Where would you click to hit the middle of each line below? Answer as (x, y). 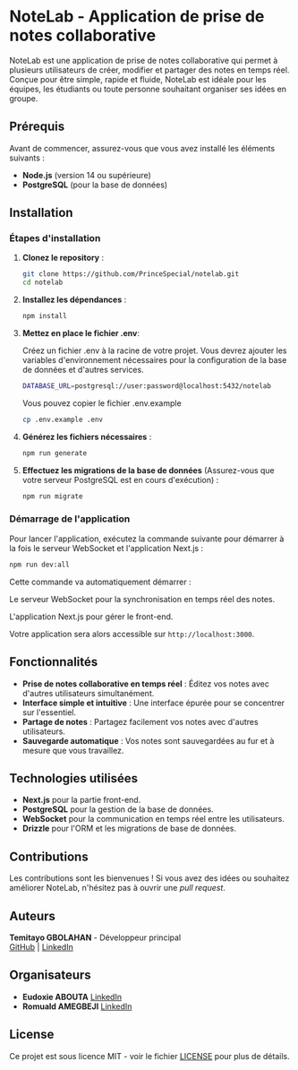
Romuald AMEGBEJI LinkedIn (77, 1006)
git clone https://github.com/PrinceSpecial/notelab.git (131, 274)
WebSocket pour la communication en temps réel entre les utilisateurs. (153, 819)
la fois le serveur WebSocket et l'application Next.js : (106, 548)
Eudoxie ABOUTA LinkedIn (72, 997)
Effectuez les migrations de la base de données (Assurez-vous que (148, 470)
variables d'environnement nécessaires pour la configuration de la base (154, 360)
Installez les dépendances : (74, 300)
